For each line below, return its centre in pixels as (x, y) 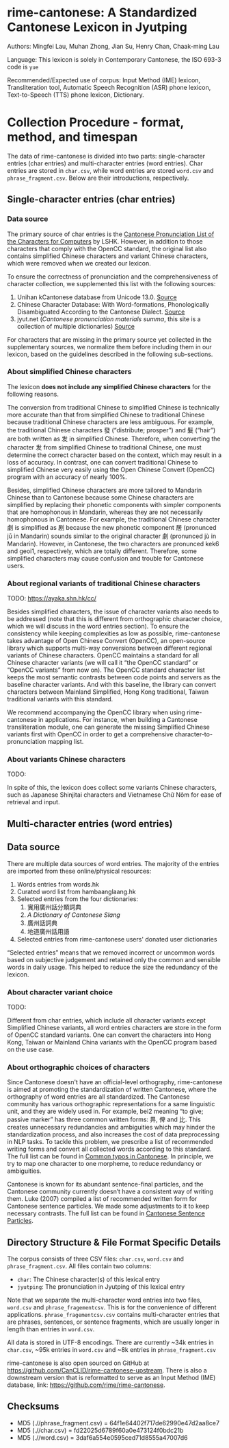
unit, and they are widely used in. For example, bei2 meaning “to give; (105, 1111)
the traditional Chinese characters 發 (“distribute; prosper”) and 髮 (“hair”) (111, 430)
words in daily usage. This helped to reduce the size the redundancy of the (112, 967)
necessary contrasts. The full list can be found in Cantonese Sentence (106, 1213)
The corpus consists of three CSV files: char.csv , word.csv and (96, 1259)
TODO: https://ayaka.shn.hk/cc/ (52, 598)
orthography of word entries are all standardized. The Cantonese (98, 1097)
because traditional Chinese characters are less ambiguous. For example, (110, 422)
